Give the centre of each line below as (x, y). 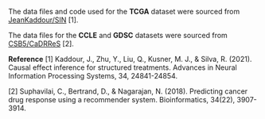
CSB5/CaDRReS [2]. (41, 44)
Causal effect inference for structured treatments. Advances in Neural (123, 67)
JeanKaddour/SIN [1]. (43, 20)
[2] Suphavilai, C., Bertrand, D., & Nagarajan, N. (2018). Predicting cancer (128, 91)
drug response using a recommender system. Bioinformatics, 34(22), (122, 100)
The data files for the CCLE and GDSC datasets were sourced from (118, 35)
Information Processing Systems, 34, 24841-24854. (93, 76)
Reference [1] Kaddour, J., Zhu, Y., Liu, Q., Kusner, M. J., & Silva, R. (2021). (130, 59)
